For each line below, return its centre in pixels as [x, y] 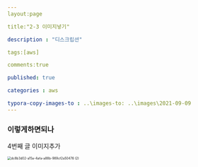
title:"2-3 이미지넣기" [39, 27]
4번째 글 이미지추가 [34, 146]
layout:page [25, 14]
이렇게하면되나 [31, 129]
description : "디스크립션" [45, 40]
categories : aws [33, 91]
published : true [31, 78]
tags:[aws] [23, 52]
